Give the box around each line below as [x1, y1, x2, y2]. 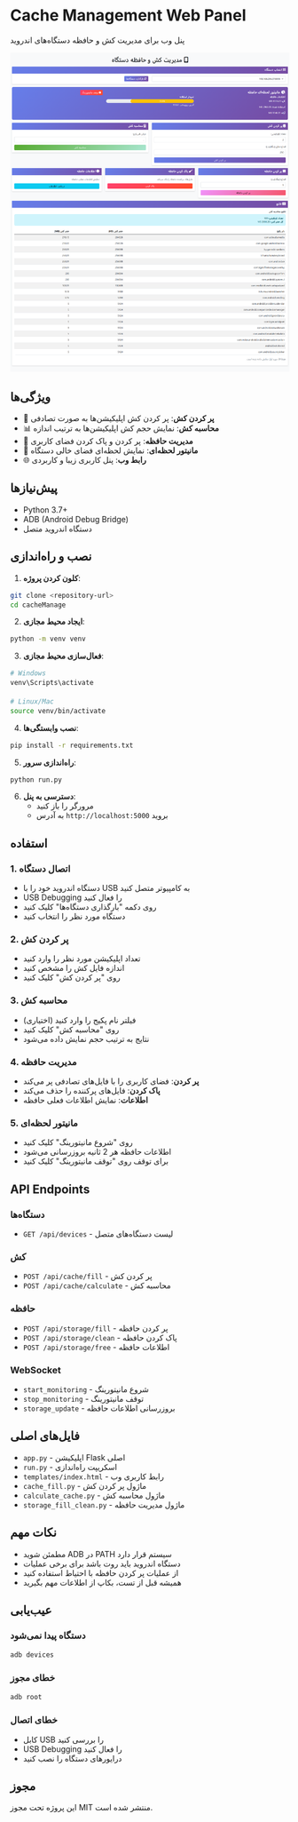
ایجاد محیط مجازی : [22, 617, 85, 627]
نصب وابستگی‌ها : [22, 722, 79, 733]
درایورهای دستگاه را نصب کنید [22, 1753, 122, 1763]
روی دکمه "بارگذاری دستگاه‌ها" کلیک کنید [22, 902, 157, 912]
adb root [10, 1693, 43, 1702]
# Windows [10, 669, 47, 678]
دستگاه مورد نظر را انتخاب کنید [22, 911, 126, 922]
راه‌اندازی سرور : [22, 757, 76, 768]
